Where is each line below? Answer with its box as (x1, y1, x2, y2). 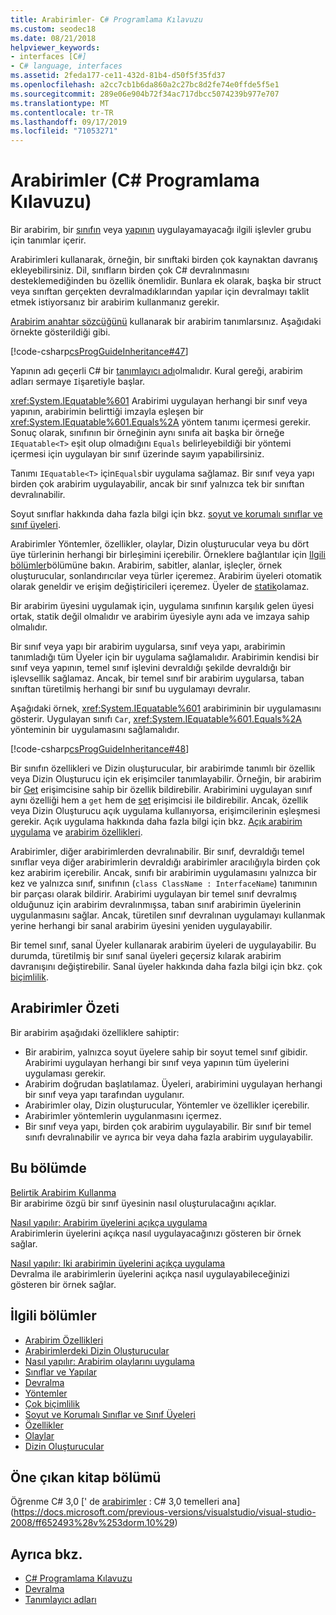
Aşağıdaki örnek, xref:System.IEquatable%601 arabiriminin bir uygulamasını (10, 702, 322, 715)
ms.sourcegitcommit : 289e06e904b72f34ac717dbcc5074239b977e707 (10, 89, 280, 99)
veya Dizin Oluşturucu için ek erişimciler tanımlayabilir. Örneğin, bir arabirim (10, 773, 322, 785)
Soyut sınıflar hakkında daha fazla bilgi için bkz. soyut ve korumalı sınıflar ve (10, 508, 323, 520)
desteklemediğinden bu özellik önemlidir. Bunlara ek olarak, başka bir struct (10, 275, 322, 287)
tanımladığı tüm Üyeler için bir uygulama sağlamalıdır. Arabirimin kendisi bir (10, 651, 320, 663)
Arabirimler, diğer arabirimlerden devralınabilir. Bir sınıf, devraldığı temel (10, 846, 305, 858)
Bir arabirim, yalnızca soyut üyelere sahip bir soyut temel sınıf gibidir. (24, 1046, 308, 1058)
